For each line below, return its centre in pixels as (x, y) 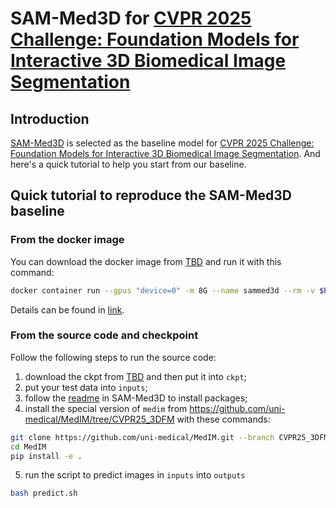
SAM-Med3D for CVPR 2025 (131, 18)
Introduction (50, 118)
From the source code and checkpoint (104, 335)
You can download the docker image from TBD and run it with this (146, 261)
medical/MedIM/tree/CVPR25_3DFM (99, 419)
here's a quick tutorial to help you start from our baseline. (128, 164)
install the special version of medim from (106, 408)
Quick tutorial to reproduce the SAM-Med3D (151, 195)
